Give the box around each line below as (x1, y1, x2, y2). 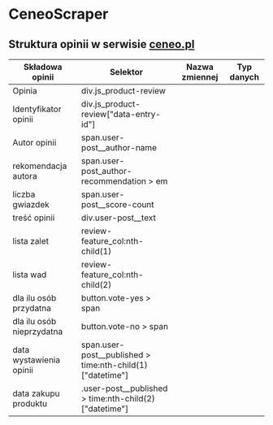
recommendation (80, 176, 146, 187)
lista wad (12, 269, 47, 280)
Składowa (23, 62, 63, 72)
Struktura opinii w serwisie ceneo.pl (8, 37, 195, 51)
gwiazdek (12, 199, 50, 210)
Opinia (12, 85, 38, 96)
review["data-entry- (80, 109, 161, 119)
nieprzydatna (12, 326, 63, 337)
